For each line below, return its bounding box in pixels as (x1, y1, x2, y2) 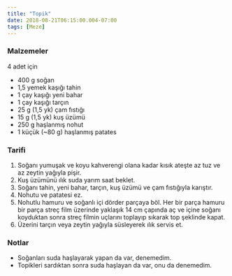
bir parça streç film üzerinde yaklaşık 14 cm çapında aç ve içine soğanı (17, 205, 222, 214)
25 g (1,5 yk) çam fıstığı (17, 106, 85, 114)
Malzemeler (7, 46, 49, 56)
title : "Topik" (7, 10, 52, 17)
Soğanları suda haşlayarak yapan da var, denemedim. (17, 254, 172, 262)
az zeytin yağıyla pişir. (17, 168, 82, 177)
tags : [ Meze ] (7, 23, 45, 30)
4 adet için (7, 62, 38, 71)
